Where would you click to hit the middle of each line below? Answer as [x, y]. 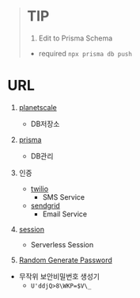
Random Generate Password [65, 260]
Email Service [65, 214]
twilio [40, 189]
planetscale [38, 107]
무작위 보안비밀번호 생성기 [59, 276]
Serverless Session [62, 244]
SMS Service [63, 197]
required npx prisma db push [85, 53]
